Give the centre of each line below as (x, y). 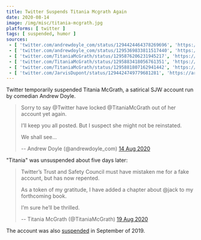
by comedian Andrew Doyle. (41, 96)
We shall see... (39, 137)
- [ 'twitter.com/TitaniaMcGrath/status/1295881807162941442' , (89, 67)
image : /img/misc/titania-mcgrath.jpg (54, 23)
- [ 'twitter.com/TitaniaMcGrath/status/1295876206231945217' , (89, 56)
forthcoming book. (44, 196)
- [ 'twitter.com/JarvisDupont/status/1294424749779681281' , (86, 73)
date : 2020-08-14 (28, 17)
